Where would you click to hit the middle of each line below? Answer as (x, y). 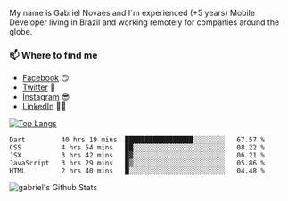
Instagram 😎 (46, 97)
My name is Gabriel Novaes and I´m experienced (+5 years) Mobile (132, 13)
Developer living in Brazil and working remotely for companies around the (144, 22)
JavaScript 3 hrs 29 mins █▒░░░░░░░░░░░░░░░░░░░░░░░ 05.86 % (137, 164)
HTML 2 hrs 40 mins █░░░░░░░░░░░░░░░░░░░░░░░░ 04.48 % (137, 171)
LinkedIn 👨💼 (44, 107)
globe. (21, 32)
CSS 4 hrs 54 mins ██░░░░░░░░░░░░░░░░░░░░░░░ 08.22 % (137, 148)
